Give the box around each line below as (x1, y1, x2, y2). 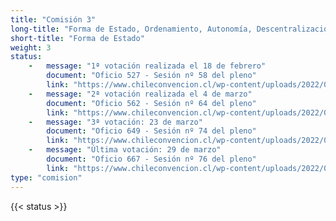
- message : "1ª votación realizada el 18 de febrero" (28, 61, 267, 71)
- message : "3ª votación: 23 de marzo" (28, 117, 203, 127)
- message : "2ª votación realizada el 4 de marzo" (28, 89, 253, 99)
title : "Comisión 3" (10, 14, 97, 25)
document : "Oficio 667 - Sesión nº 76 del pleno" (46, 154, 257, 164)
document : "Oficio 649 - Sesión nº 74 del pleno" (46, 126, 257, 136)
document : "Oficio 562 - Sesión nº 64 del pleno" (46, 98, 257, 108)
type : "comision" (10, 172, 83, 183)
